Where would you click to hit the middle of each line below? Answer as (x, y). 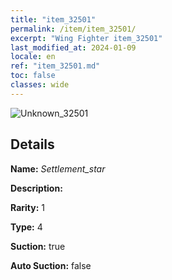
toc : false (33, 76)
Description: (36, 188)
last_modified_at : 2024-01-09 (73, 47)
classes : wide (40, 85)
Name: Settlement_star (58, 168)
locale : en (33, 57)
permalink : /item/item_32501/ (73, 29)
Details (32, 144)
